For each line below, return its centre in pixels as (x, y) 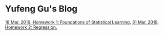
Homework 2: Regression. (31, 27)
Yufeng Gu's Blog (41, 9)
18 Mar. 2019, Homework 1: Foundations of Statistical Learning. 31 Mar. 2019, (82, 22)
